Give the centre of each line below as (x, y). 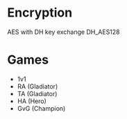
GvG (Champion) (41, 108)
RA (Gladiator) (37, 86)
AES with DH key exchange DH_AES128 (63, 32)
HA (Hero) (32, 101)
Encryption (40, 13)
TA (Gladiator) (37, 93)
